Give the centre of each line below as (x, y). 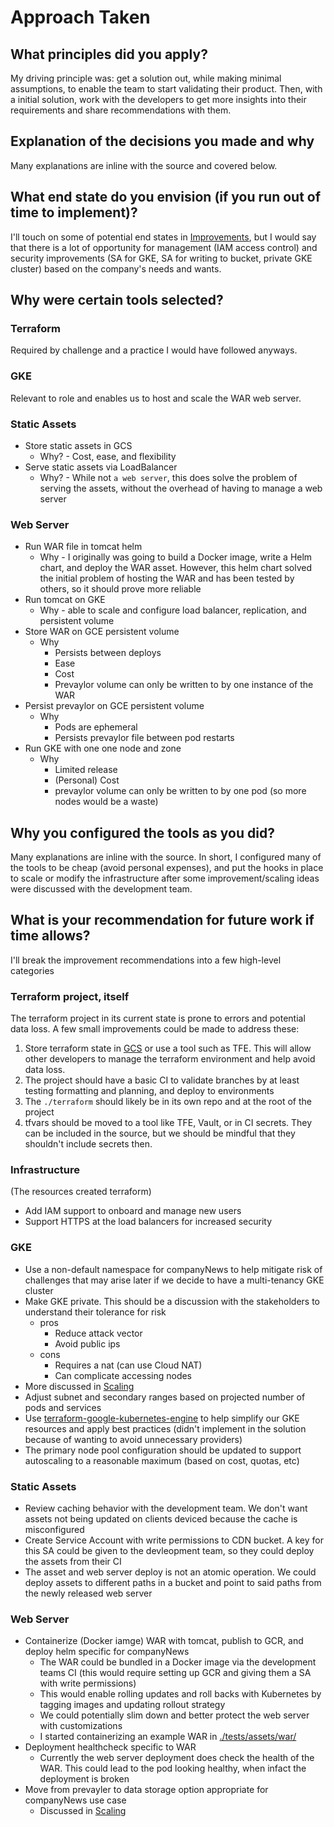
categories (32, 970)
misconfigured (54, 1530)
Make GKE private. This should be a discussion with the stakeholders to (172, 1301)
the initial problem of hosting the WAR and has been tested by (167, 578)
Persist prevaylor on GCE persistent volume (114, 706)
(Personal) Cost (87, 780)
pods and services (63, 1407)
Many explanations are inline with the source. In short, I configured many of (166, 857)
